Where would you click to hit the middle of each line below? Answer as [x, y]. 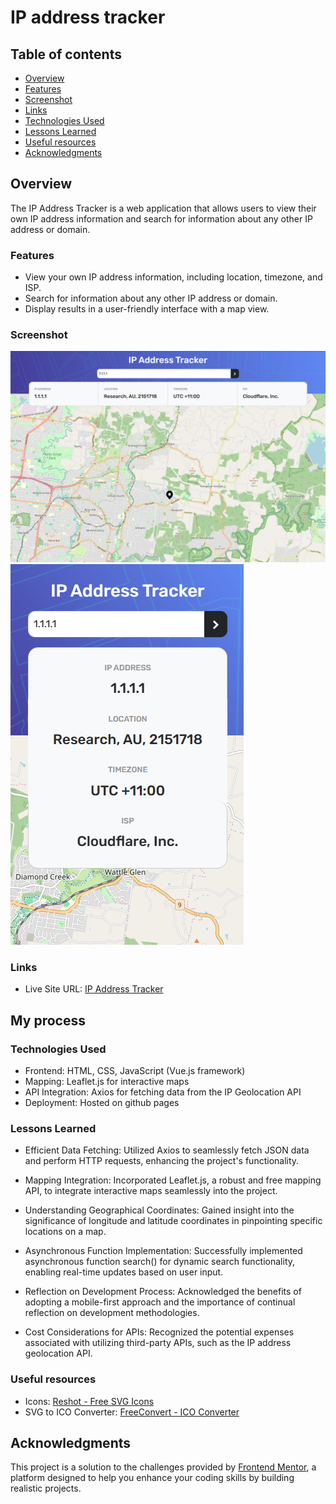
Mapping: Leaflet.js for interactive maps [107, 1082]
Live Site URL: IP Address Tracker [94, 989]
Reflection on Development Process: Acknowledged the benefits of [163, 1292]
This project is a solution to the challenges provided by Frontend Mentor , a [163, 1467]
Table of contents [66, 54]
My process [48, 1020]
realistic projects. [46, 1488]
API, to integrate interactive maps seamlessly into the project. [151, 1191]
